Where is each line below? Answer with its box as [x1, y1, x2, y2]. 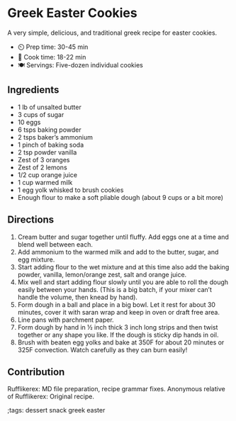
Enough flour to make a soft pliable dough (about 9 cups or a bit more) [17, 193, 224, 201]
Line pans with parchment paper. [17, 315, 115, 324]
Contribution [7, 366, 65, 378]
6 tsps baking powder [17, 125, 82, 134]
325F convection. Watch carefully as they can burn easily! [17, 345, 188, 354]
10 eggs [17, 118, 41, 126]
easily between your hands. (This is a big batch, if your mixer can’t [17, 285, 213, 293]
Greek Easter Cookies [7, 5, 137, 21]
